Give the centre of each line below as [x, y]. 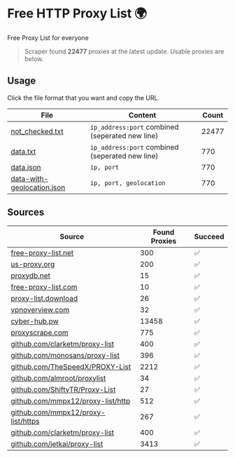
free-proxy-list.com [44, 287]
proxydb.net [31, 276]
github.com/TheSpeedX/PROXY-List [71, 367]
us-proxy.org [33, 264]
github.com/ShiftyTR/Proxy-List [63, 389]
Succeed [209, 236]
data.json [26, 167]
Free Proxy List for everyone [48, 38]
